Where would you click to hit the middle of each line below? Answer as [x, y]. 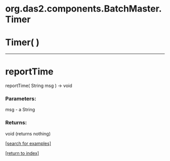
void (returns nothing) [28, 133]
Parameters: [21, 99]
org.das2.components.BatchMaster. [83, 9]
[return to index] [22, 153]
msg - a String [20, 110]
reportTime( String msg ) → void [39, 86]
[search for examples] [28, 143]
